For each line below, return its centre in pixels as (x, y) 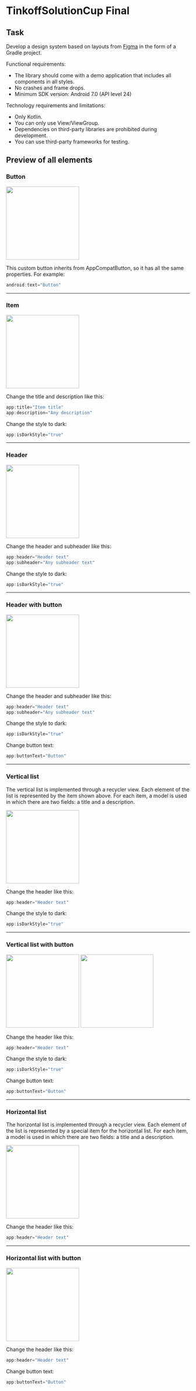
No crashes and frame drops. (50, 88)
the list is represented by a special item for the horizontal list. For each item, (97, 1131)
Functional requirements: (36, 64)
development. (31, 135)
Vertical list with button (40, 945)
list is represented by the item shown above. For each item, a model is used (97, 796)
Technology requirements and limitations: (56, 105)
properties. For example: (36, 274)
